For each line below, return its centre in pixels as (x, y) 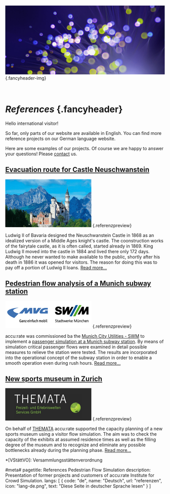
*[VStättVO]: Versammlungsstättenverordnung (54, 460)
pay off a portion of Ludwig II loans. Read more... (56, 267)
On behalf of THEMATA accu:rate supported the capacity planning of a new (84, 429)
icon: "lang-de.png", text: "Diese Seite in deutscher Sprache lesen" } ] (78, 486)
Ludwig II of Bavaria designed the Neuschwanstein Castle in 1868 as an (80, 235)
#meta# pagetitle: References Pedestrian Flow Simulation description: (78, 470)
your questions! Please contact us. (41, 154)
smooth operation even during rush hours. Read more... (63, 363)
